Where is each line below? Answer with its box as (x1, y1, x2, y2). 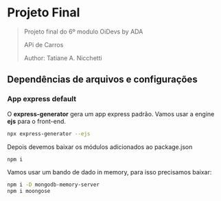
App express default (7, 94, 77, 104)
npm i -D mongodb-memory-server (7, 181, 100, 189)
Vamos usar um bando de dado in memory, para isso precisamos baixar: (7, 168, 212, 176)
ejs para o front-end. (7, 117, 67, 125)
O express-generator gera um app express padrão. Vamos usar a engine (7, 109, 215, 118)
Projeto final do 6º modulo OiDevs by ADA (23, 27, 143, 36)
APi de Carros (23, 40, 64, 49)
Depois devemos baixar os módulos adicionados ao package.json (7, 142, 193, 151)
